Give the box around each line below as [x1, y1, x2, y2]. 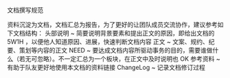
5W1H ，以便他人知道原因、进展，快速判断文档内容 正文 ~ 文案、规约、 [7, 38, 209, 46]
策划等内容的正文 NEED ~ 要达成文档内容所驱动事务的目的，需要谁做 [19, 47, 213, 54]
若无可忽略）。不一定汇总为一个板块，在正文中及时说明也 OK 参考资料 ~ [19, 55, 221, 63]
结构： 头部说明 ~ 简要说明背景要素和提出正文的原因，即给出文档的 [25, 29, 215, 37]
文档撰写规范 [7, 6, 43, 14]
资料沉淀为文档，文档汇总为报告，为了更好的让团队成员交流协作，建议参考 [7, 21, 218, 29]
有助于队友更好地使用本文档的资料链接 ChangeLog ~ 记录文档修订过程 [7, 64, 206, 71]
